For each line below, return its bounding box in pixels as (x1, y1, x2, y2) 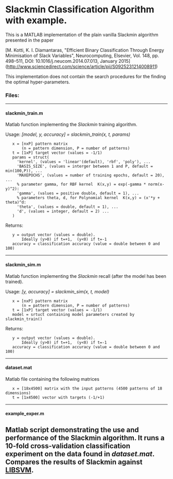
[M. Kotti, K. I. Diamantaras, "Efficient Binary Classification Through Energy (5, 47, 164, 53)
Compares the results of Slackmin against (5, 457, 143, 466)
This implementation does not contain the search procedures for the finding (5, 73, 166, 79)
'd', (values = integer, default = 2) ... (16, 209, 110, 214)
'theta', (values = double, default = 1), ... (16, 204, 118, 209)
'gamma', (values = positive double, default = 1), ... (16, 191, 140, 196)
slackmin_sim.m (5, 261, 41, 268)
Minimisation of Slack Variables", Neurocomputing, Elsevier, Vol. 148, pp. (5, 52, 160, 59)
